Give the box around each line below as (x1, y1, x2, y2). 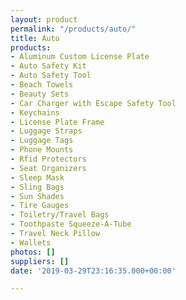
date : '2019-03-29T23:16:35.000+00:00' (10, 266, 177, 276)
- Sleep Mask (10, 172, 65, 183)
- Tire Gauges (10, 201, 70, 211)
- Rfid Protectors (10, 154, 87, 164)
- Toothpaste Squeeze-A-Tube (10, 219, 132, 230)
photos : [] (10, 247, 56, 257)
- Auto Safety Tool (10, 71, 92, 81)
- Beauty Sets (10, 89, 70, 99)
